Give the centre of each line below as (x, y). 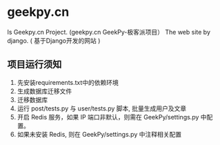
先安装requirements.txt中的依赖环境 (68, 82)
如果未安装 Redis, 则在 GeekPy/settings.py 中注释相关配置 (99, 134)
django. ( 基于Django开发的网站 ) (54, 40)
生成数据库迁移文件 (44, 91)
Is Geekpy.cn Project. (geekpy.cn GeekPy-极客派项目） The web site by (109, 32)
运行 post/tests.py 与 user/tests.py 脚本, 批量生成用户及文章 (102, 108)
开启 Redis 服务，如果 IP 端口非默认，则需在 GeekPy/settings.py (108, 117)
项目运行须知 (34, 65)
